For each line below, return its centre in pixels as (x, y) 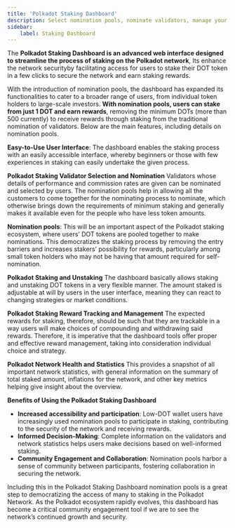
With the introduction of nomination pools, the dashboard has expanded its (115, 89)
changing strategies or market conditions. (68, 300)
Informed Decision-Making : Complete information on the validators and (122, 436)
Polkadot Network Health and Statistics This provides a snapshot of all (111, 365)
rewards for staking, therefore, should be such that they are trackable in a (114, 321)
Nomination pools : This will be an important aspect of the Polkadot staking (116, 227)
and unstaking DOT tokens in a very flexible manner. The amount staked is (115, 285)
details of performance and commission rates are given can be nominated (114, 184)
